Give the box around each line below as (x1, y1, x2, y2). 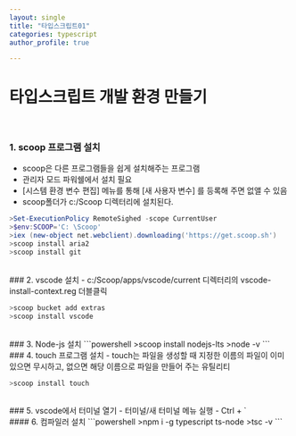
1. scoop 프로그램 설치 (9, 141, 101, 154)
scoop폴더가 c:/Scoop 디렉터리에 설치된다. (21, 197, 174, 207)
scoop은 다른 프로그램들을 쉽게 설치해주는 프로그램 (21, 163, 201, 174)
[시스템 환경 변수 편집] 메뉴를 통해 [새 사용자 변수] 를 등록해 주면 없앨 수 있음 (21, 185, 288, 197)
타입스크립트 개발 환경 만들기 (9, 87, 208, 107)
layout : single (9, 13, 66, 22)
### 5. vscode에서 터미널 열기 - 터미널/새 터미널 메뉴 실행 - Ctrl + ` (9, 406, 247, 416)
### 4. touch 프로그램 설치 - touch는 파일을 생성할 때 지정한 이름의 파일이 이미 (9, 349, 285, 360)
